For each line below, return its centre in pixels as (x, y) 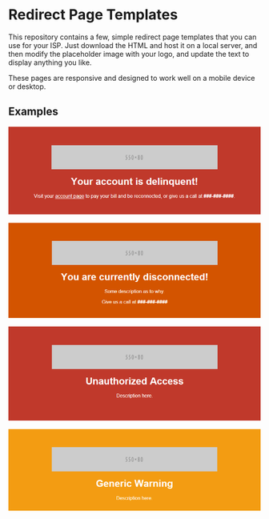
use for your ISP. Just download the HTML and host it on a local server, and (133, 45)
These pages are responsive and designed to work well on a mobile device (132, 78)
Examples (33, 112)
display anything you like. (50, 62)
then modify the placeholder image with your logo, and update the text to (129, 54)
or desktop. (27, 86)
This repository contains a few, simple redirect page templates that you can (132, 37)
